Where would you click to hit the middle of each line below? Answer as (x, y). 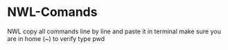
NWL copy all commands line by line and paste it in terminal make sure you (114, 31)
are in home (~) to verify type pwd (56, 38)
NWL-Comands (52, 12)
